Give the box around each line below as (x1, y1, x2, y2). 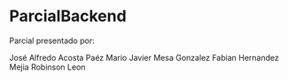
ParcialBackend (9, 6, 127, 26)
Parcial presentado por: (9, 35, 95, 46)
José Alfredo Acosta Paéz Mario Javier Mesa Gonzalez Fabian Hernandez (9, 52, 279, 63)
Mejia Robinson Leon (9, 62, 86, 72)
